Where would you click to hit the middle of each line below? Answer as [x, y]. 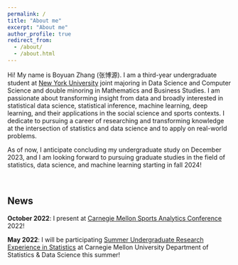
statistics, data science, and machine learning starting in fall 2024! [105, 165]
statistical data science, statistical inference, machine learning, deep [108, 105]
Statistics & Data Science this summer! [64, 254]
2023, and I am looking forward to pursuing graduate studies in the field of [117, 157]
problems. [22, 135]
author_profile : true [39, 34]
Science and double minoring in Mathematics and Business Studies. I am [114, 90]
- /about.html [34, 54]
